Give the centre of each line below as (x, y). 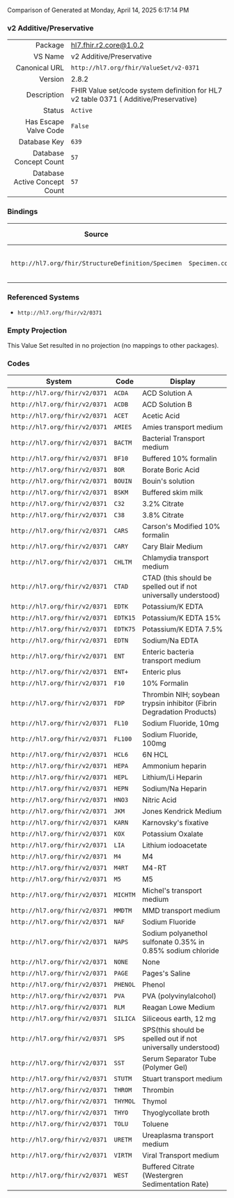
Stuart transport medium (182, 1079)
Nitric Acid (159, 800)
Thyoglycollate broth (176, 1113)
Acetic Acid (161, 416)
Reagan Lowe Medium (179, 1008)
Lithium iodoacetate (175, 845)
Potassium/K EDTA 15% (182, 618)
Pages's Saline (166, 974)
